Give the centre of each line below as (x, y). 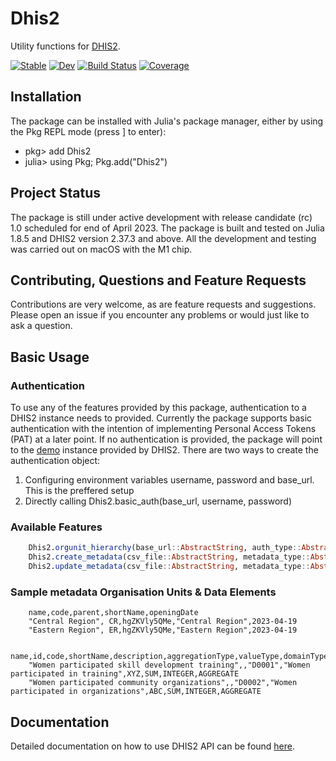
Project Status (56, 193)
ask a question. (41, 326)
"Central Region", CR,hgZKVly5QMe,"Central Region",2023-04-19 (163, 622)
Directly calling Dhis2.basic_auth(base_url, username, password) (158, 501)
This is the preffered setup (79, 491)
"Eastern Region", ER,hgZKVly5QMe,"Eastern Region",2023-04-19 (163, 630)
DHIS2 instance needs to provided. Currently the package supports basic (161, 418)
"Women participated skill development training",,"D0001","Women (169, 665)
